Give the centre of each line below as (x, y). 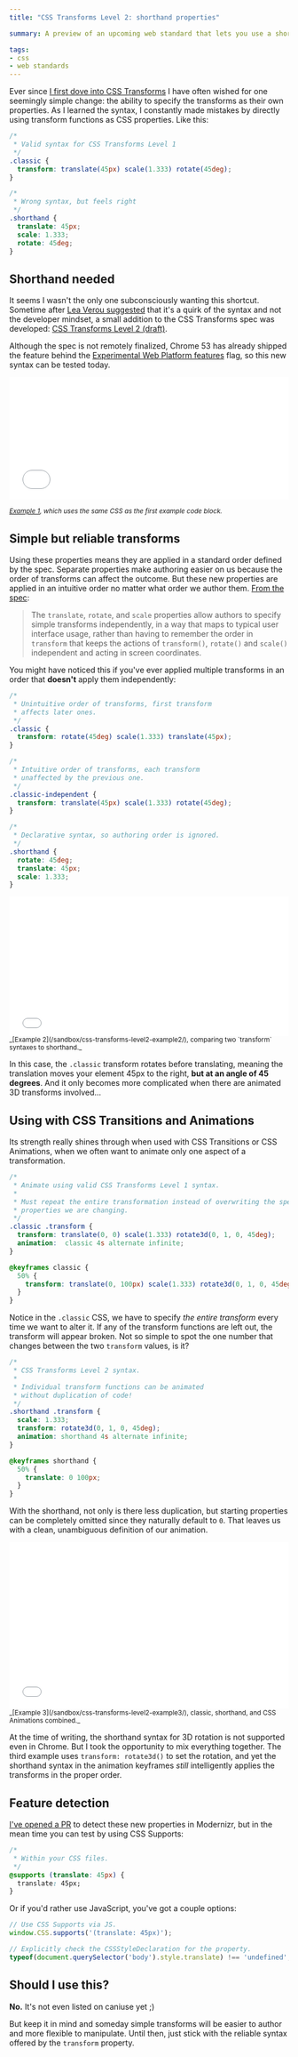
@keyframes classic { (49, 1267)
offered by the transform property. (72, 2043)
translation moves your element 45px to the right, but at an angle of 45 (139, 1073)
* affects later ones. (55, 712)
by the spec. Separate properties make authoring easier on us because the (146, 569)
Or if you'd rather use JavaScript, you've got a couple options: (123, 1908)
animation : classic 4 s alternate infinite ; (101, 1243)
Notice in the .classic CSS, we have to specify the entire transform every (144, 1318)
